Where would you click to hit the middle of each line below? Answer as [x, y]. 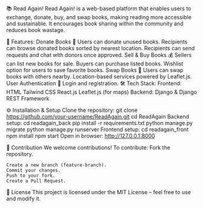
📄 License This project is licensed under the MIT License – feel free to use [98, 192]
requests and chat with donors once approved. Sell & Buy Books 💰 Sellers [99, 55]
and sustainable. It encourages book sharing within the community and [95, 24]
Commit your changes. [34, 171]
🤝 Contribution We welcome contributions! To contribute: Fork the [88, 148]
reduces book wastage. [36, 30]
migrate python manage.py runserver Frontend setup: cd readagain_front [98, 129]
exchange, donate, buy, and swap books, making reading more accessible [99, 17]
